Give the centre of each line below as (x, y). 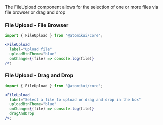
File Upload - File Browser (37, 25)
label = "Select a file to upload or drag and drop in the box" (75, 99)
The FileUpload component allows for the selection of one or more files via (81, 7)
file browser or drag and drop (35, 12)
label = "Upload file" (31, 49)
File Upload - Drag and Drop (39, 75)
